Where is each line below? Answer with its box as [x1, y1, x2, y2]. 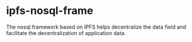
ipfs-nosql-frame [6, 4, 93, 17]
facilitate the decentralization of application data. [6, 29, 126, 36]
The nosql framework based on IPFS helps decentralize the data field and [6, 23, 186, 30]
